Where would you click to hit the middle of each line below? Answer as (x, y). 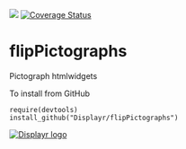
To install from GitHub (50, 93)
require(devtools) (44, 110)
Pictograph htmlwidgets (53, 75)
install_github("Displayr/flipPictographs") (94, 118)
